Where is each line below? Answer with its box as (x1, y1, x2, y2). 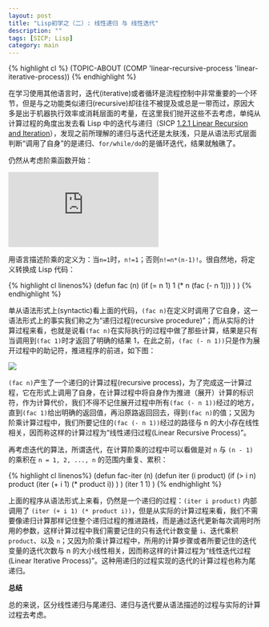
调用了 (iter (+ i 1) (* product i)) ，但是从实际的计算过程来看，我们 (8, 506, 244, 516)
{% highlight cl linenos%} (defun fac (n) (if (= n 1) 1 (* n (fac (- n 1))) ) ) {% (8, 281, 252, 291)
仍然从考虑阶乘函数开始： (8, 155, 93, 165)
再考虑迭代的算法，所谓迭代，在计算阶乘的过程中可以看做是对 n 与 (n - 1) (8, 445, 254, 455)
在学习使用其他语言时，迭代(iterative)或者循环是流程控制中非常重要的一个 (8, 89, 251, 98)
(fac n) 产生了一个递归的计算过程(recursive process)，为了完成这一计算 (8, 378, 246, 388)
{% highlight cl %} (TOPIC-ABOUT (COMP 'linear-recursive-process (8, 63, 234, 73)
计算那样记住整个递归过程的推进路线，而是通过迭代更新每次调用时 (35, 516, 254, 525)
